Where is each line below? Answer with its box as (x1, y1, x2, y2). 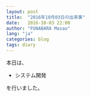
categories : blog (6, 36, 49, 42)
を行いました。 (6, 84, 43, 91)
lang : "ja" (6, 31, 33, 37)
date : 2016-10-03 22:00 (6, 20, 70, 26)
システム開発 (14, 71, 46, 79)
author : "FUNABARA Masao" (6, 25, 70, 32)
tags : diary (6, 42, 36, 48)
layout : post (6, 8, 39, 15)
